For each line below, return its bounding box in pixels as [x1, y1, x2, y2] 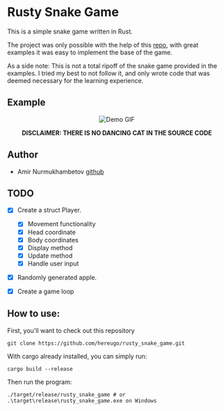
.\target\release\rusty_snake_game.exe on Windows [7, 397, 157, 404]
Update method [27, 251, 73, 260]
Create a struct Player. [17, 206, 81, 215]
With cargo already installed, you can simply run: [7, 352, 147, 360]
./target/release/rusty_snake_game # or [7, 391, 127, 398]
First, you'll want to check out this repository [7, 326, 135, 334]
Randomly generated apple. [17, 273, 97, 281]
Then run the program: [7, 378, 72, 386]
